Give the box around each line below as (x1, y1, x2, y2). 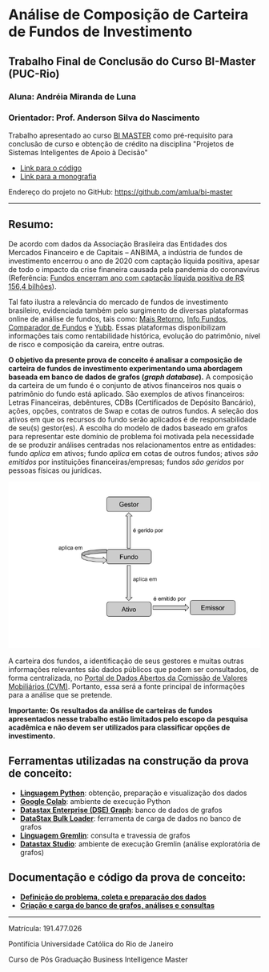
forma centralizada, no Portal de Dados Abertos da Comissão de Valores (8, 674, 248, 683)
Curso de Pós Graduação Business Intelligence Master (8, 954, 188, 964)
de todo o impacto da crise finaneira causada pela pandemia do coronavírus (8, 264, 260, 274)
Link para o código (19, 162, 82, 173)
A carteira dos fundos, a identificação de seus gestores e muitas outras (8, 656, 244, 666)
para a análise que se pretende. (8, 690, 113, 700)
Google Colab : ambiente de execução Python (19, 796, 171, 806)
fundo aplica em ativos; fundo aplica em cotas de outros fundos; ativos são (8, 448, 259, 458)
